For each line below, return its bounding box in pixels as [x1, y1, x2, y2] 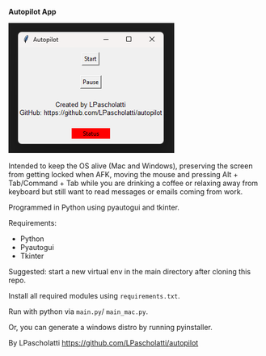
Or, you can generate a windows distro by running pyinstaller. [8, 323, 213, 332]
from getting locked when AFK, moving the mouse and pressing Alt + [8, 170, 239, 179]
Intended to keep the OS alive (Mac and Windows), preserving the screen [8, 161, 253, 171]
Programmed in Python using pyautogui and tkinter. [8, 202, 180, 212]
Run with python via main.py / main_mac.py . [8, 307, 148, 316]
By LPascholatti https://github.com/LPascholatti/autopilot [8, 338, 199, 347]
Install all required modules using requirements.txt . [8, 291, 180, 300]
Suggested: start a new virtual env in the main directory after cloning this [8, 267, 251, 276]
